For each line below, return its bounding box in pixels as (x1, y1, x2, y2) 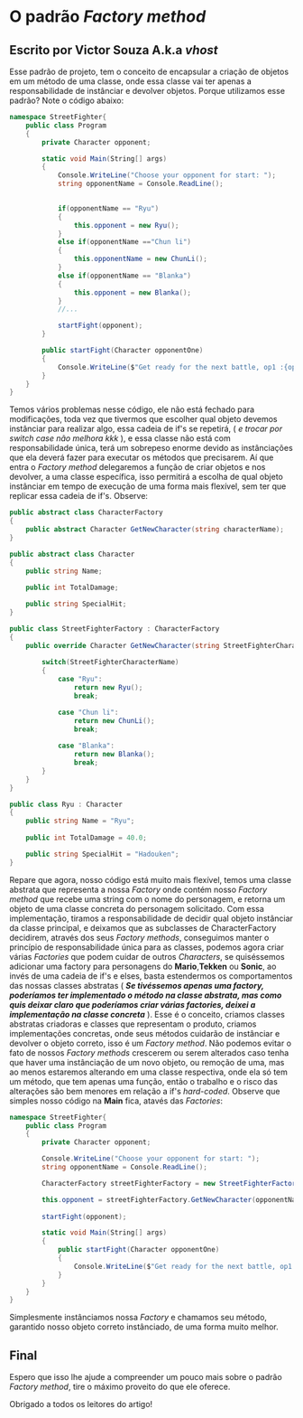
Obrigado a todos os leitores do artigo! (9, 1399, 153, 1410)
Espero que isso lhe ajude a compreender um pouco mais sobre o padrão (9, 1372, 282, 1383)
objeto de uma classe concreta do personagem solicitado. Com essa (9, 903, 264, 914)
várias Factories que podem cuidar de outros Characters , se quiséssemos (9, 951, 286, 962)
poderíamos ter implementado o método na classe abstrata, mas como (9, 990, 282, 1000)
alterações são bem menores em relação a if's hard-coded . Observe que (9, 1085, 280, 1096)
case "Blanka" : (57, 741, 115, 751)
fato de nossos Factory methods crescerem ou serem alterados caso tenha (9, 1047, 289, 1058)
